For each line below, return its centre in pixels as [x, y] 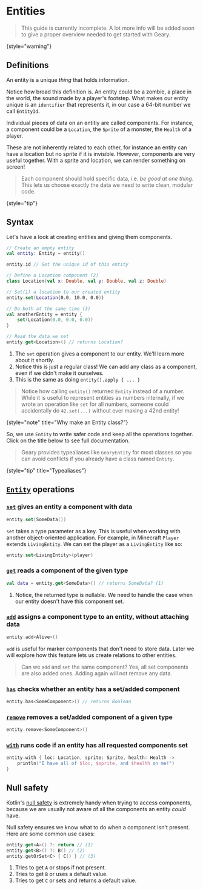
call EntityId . [23, 111]
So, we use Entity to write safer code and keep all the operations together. [100, 434]
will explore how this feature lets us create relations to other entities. [92, 655]
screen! [16, 167]
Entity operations [40, 490]
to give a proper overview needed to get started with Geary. [96, 34]
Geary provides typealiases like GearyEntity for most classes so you [106, 452]
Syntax [20, 222]
